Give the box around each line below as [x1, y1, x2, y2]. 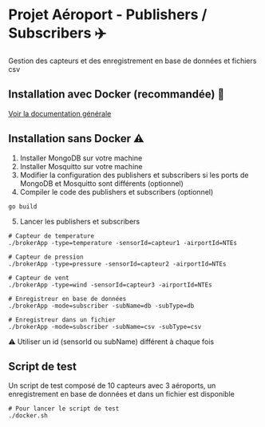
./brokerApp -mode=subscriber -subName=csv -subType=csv [8, 322, 202, 330]
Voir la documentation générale [8, 109, 112, 118]
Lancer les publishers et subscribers [19, 216, 140, 226]
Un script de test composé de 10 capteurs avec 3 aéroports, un [8, 381, 216, 390]
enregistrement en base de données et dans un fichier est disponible [8, 389, 235, 399]
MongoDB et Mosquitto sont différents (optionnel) [19, 178, 184, 188]
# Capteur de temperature [8, 231, 94, 240]
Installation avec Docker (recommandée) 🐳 [8, 88, 225, 101]
